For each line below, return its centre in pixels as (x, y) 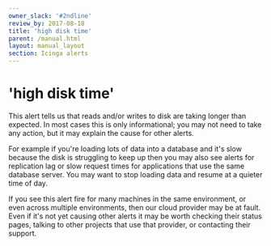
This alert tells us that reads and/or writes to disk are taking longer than (127, 116)
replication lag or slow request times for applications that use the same (127, 166)
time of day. (28, 183)
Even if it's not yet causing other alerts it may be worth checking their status (135, 216)
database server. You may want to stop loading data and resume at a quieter (135, 174)
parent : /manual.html (45, 38)
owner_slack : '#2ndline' (50, 16)
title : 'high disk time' (50, 31)
